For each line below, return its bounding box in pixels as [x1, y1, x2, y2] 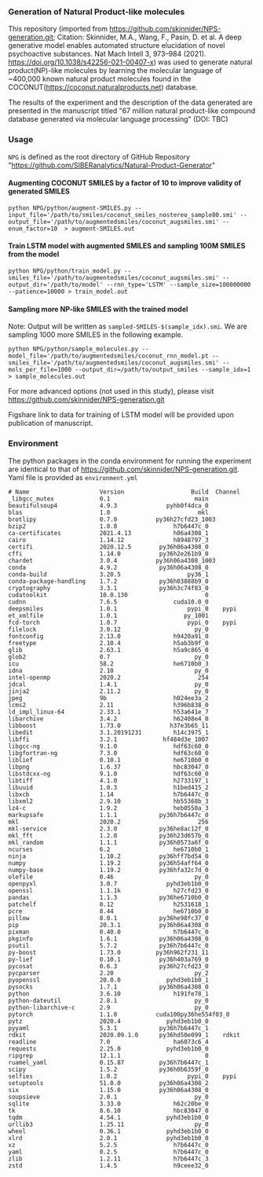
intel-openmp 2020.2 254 [8, 673, 210, 681]
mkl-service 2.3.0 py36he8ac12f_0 [8, 824, 210, 833]
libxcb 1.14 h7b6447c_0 [8, 790, 210, 798]
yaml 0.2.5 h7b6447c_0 [8, 1148, 210, 1156]
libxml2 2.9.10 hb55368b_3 [8, 797, 210, 805]
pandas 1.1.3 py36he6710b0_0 [8, 893, 210, 901]
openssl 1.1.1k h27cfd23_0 [8, 886, 210, 894]
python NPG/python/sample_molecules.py [8, 345, 139, 354]
